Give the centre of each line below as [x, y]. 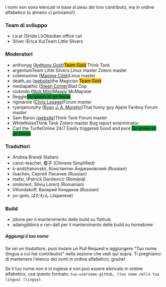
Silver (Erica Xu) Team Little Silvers [48, 41]
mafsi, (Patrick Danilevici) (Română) [49, 179]
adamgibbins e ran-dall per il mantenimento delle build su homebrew [83, 225]
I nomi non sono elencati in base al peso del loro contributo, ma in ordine [80, 7]
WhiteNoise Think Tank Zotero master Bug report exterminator [76, 123]
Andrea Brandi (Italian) [35, 157]
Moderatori [19, 54]
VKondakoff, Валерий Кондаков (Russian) [56, 189]
